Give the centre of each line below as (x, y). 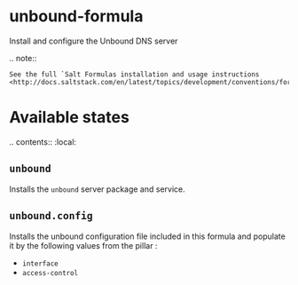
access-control (50, 273)
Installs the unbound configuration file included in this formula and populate (147, 236)
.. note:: (23, 58)
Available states (70, 118)
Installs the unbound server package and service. (98, 189)
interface (40, 264)
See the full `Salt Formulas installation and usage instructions (134, 74)
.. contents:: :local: (43, 142)
